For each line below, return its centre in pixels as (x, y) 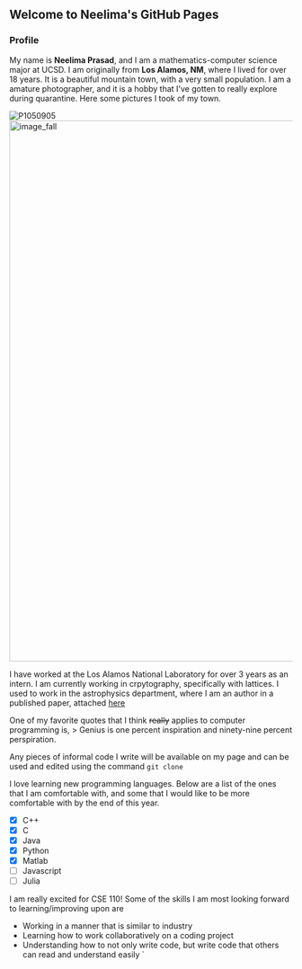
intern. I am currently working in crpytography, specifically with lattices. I (144, 683)
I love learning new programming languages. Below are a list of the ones (143, 783)
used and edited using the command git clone (97, 766)
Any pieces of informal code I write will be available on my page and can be (149, 756)
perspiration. (33, 739)
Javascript (42, 871)
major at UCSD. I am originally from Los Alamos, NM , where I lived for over (148, 69)
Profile (24, 40)
